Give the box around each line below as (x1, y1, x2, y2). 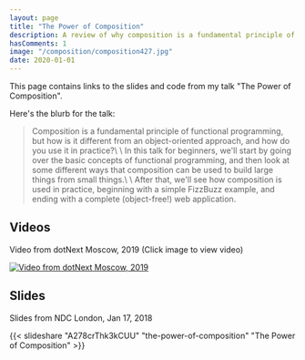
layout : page (9, 13, 59, 23)
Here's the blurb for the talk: (9, 108, 116, 118)
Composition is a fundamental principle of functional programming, (31, 126, 284, 137)
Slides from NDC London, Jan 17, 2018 (9, 312, 153, 324)
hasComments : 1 (9, 38, 67, 48)
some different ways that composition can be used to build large (31, 165, 274, 175)
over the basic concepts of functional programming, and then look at (31, 155, 290, 165)
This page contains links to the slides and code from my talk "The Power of (9, 81, 291, 91)
